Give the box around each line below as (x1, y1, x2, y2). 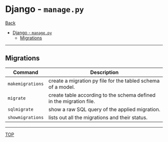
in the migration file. (48, 98, 95, 105)
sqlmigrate (7, 106, 33, 112)
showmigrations (7, 115, 44, 120)
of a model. (48, 83, 75, 90)
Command (13, 69, 38, 76)
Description (90, 69, 119, 76)
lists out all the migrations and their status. (48, 114, 148, 121)
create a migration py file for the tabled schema (48, 77, 160, 84)
